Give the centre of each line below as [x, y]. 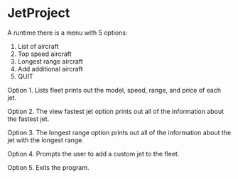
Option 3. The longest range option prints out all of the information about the [119, 132]
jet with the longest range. [45, 140]
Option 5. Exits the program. [48, 167]
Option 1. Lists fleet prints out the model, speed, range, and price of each [114, 90]
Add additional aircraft [50, 69]
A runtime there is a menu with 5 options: [67, 33]
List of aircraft [38, 46]
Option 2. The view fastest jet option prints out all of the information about [116, 111]
